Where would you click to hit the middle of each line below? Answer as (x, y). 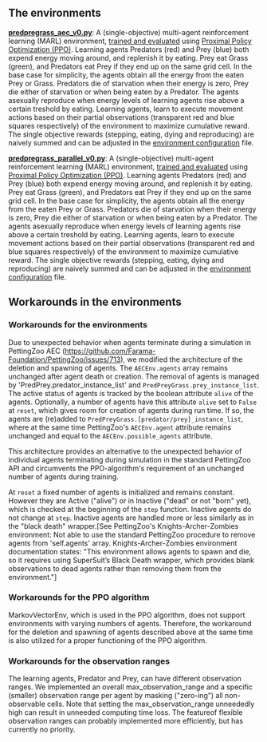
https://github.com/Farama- (110, 351)
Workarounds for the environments (78, 325)
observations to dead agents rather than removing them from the (115, 568)
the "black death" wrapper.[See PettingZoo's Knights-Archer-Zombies (124, 526)
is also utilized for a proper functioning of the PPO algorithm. (108, 640)
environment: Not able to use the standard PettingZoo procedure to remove (132, 534)
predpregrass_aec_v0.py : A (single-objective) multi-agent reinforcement (128, 32)
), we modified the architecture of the (182, 359)
